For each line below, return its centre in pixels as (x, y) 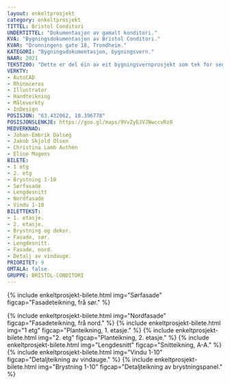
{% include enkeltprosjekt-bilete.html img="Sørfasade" (85, 295)
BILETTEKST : (24, 212)
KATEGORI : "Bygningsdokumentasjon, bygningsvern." (81, 52)
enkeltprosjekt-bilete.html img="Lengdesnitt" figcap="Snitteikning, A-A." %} (115, 345)
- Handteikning (29, 97)
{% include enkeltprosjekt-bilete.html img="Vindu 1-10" (85, 352)
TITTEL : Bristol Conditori (46, 26)
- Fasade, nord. (30, 250)
